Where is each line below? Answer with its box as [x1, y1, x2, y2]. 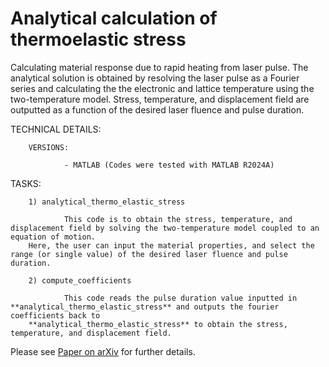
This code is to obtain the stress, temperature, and [63, 214, 293, 224]
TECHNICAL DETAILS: [10, 123, 102, 135]
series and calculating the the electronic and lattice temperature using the [10, 82, 315, 94]
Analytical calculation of [10, 7, 218, 30]
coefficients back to [10, 310, 101, 321]
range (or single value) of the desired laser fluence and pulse [10, 249, 288, 259]
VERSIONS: [28, 142, 70, 152]
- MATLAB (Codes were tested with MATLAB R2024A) [63, 160, 275, 170]
